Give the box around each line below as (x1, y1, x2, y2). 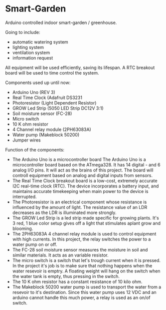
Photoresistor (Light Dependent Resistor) (12, 99, 97, 105)
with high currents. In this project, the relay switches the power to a (12, 236, 151, 242)
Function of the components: (5, 146, 65, 152)
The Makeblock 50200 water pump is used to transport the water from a (12, 283, 162, 290)
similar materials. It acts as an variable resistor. (12, 252, 109, 258)
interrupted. (12, 193, 37, 199)
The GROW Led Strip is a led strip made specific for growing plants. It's (12, 214, 160, 220)
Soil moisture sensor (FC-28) (12, 110, 72, 116)
